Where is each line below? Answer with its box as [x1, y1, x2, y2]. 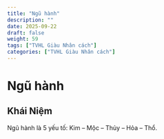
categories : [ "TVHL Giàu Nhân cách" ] [7, 49, 116, 56]
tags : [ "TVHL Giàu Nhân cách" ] [7, 42, 97, 49]
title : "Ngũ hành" [7, 10, 60, 17]
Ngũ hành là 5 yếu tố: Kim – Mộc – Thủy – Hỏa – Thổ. [7, 123, 158, 131]
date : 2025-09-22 [7, 23, 57, 30]
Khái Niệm [7, 105, 53, 117]
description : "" [7, 17, 54, 23]
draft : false [7, 29, 45, 36]
